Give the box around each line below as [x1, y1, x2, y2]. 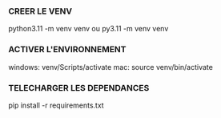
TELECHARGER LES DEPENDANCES [8, 82, 150, 93]
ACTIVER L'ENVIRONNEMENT [8, 44, 127, 55]
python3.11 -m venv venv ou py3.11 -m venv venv [8, 24, 169, 34]
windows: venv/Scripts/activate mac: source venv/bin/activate [8, 62, 214, 71]
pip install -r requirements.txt [8, 100, 104, 110]
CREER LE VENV [8, 6, 73, 17]
